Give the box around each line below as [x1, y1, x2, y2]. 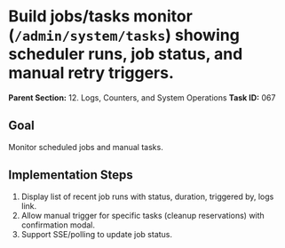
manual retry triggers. [8, 63, 174, 84]
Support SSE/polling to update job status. [20, 228, 173, 239]
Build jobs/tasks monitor [8, 6, 193, 27]
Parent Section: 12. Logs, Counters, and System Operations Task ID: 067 [8, 92, 276, 103]
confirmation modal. [20, 220, 95, 230]
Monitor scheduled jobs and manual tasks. [8, 141, 163, 152]
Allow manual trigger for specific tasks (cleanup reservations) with [20, 210, 265, 220]
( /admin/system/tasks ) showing [8, 25, 241, 45]
